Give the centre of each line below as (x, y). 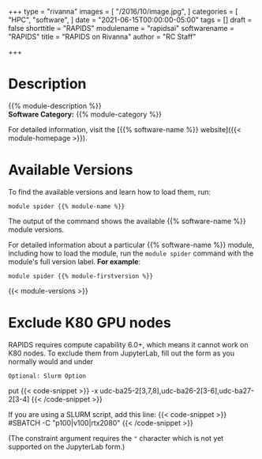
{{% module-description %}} (55, 105)
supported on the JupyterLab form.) (67, 446)
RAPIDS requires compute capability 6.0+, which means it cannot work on (128, 344)
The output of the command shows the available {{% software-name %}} (127, 221)
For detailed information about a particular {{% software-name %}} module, (131, 245)
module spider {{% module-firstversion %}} (81, 276)
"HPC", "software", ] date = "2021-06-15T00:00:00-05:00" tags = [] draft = (130, 20)
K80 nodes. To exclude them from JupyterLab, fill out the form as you (122, 353)
